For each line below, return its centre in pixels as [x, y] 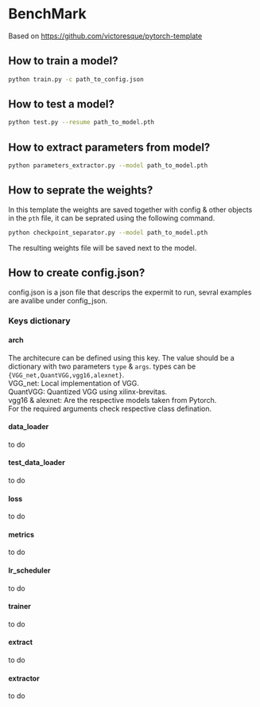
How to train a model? [63, 61]
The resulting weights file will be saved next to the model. [103, 248]
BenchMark [47, 14]
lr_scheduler [29, 571]
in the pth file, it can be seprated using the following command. [112, 218]
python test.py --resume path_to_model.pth [81, 123]
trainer [20, 607]
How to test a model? [62, 104]
